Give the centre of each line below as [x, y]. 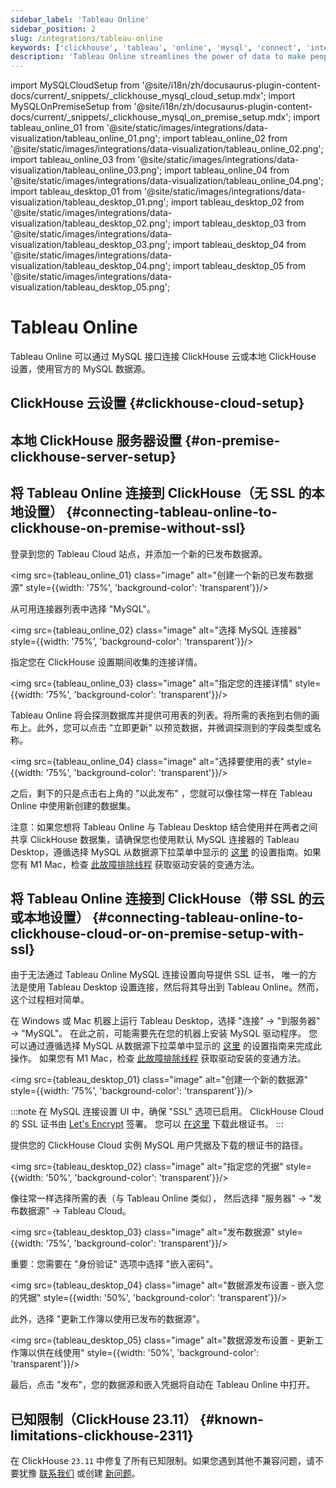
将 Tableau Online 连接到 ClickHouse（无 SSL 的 [161, 493]
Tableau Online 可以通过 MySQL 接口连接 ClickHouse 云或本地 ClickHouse [163, 357]
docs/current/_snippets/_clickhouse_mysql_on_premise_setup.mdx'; [151, 117]
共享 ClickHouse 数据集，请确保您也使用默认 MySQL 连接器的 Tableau [155, 839]
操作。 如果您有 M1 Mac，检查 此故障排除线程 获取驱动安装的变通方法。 [158, 1058]
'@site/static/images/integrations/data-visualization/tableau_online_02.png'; [167, 149]
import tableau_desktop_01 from [76, 192]
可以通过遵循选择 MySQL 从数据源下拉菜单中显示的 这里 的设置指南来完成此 [166, 1046]
